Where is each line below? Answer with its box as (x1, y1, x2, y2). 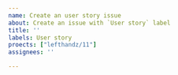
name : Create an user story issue (8, 11, 122, 20)
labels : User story (8, 33, 72, 42)
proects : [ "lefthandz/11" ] (8, 41, 97, 49)
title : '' (8, 26, 41, 34)
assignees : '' (8, 48, 55, 56)
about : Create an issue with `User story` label (8, 19, 171, 27)
